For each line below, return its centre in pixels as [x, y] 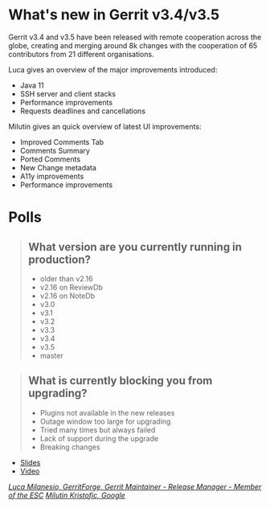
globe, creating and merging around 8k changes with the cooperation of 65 [133, 45]
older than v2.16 [66, 278]
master [51, 355]
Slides [30, 462]
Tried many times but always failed [98, 430]
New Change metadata [58, 167]
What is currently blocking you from [120, 381]
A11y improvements [52, 176]
